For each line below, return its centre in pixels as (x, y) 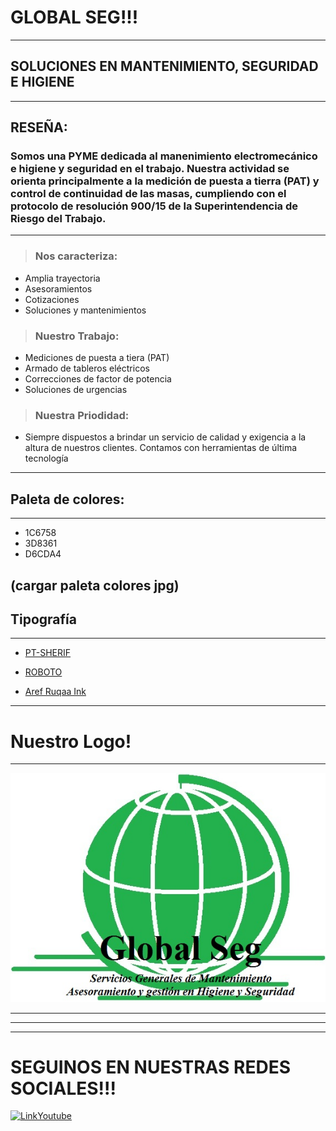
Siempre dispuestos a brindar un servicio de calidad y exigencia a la (165, 437)
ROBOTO (43, 672)
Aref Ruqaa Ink (55, 692)
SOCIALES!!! (63, 1088)
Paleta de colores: (67, 499)
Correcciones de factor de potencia (98, 379)
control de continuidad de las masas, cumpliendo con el (148, 194)
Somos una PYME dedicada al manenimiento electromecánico (164, 156)
